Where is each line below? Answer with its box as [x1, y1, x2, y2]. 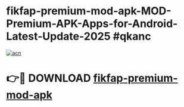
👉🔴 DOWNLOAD [6, 72, 91, 85]
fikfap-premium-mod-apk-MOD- [6, 4, 171, 18]
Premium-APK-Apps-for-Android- [6, 17, 178, 30]
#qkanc [113, 30, 151, 43]
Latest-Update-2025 [6, 30, 111, 43]
